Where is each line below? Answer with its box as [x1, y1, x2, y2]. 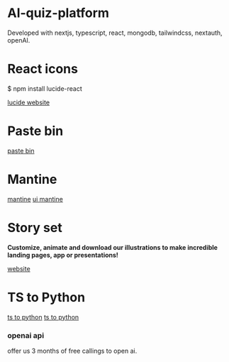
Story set [7, 219, 62, 236]
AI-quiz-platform [7, 5, 110, 21]
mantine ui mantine [7, 194, 64, 203]
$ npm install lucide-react [7, 84, 83, 93]
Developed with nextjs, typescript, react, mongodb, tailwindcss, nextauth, [7, 28, 223, 37]
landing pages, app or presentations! [7, 251, 119, 259]
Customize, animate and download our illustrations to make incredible [7, 243, 218, 251]
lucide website [7, 98, 50, 106]
